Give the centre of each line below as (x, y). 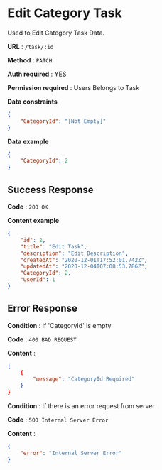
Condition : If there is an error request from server (81, 406)
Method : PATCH (30, 60)
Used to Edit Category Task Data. (56, 33)
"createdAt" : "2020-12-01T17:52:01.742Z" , (84, 260)
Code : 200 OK (28, 207)
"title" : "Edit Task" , (54, 246)
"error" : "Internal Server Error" (71, 453)
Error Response (43, 308)
